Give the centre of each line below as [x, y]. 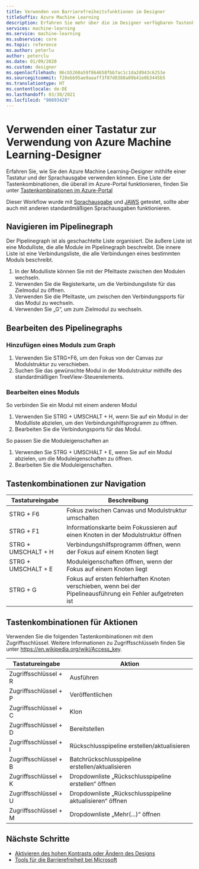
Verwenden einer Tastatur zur [81, 129]
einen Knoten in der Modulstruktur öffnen [124, 535]
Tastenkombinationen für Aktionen [72, 622]
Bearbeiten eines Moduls [43, 392]
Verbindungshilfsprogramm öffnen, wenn [123, 544]
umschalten [83, 518]
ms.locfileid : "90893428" [38, 100]
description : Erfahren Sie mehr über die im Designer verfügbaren [90, 23]
